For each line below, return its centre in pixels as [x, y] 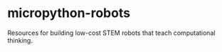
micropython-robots [69, 13]
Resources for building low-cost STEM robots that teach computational [111, 33]
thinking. [20, 40]
